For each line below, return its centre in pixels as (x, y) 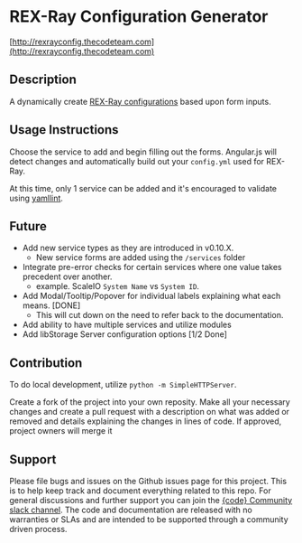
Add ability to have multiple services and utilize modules (127, 325)
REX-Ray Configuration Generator (139, 17)
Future (28, 226)
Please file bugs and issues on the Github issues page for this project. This (148, 481)
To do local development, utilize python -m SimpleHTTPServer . (123, 385)
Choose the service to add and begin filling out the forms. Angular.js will (143, 152)
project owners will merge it (61, 431)
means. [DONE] (51, 305)
